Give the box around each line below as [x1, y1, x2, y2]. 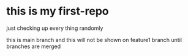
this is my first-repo [6, 4, 109, 18]
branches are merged [6, 43, 61, 50]
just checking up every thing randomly [6, 24, 103, 32]
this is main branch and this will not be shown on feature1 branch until [6, 36, 182, 43]
